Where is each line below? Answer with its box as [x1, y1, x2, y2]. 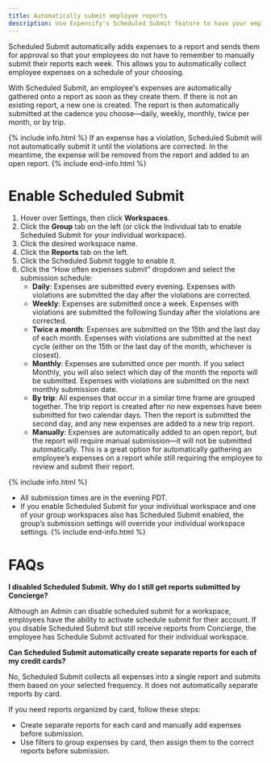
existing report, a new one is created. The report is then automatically [8, 100, 240, 110]
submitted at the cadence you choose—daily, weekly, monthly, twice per [8, 108, 250, 118]
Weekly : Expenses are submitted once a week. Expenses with [31, 299, 240, 309]
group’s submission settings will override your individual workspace [19, 519, 245, 528]
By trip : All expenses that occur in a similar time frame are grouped [31, 393, 256, 403]
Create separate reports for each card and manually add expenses [19, 720, 242, 730]
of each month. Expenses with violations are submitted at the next [31, 333, 252, 343]
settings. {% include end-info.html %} [19, 527, 147, 537]
